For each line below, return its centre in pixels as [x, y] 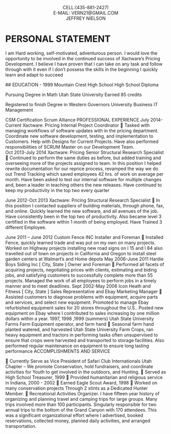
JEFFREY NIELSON [86, 18]
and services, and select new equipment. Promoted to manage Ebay [77, 302]
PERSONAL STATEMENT [58, 39]
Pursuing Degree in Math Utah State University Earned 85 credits [74, 94]
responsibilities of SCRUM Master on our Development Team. [70, 147]
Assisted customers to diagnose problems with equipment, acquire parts [82, 297]
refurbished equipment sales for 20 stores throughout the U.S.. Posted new [84, 307]
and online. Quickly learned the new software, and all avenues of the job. [82, 211]
